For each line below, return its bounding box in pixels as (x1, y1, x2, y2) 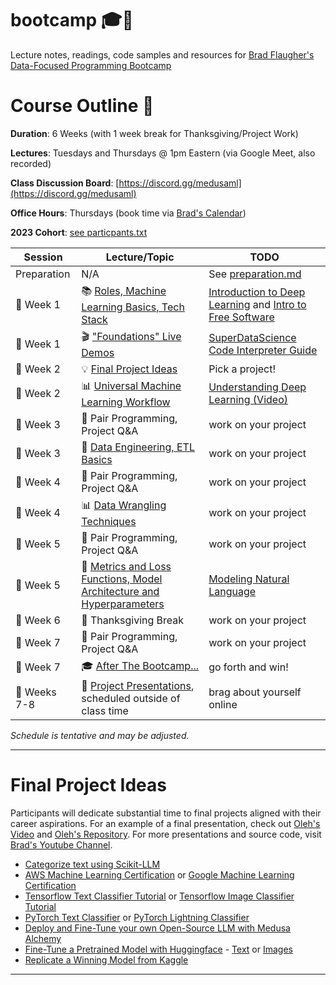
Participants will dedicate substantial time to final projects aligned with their (10, 807, 322, 819)
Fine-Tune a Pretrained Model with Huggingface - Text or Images (24, 943, 293, 955)
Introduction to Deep (208, 285, 306, 299)
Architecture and (81, 584, 160, 598)
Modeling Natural (208, 572, 290, 586)
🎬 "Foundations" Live (81, 329, 182, 343)
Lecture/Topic (105, 250, 175, 264)
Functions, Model (81, 572, 163, 586)
